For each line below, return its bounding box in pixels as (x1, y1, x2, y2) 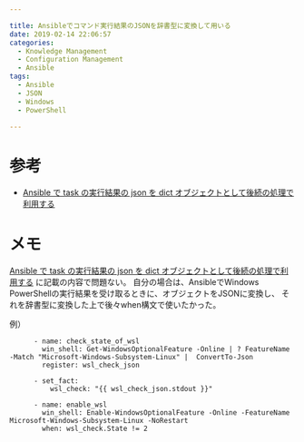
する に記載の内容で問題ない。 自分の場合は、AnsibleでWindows (16, 277, 260, 288)
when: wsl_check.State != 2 (42, 424, 148, 434)
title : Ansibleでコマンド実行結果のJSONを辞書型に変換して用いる (9, 21, 231, 30)
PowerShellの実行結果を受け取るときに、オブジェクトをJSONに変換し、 (9, 288, 279, 300)
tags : (9, 72, 30, 82)
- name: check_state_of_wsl (33, 337, 141, 346)
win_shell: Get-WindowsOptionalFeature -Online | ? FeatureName (42, 345, 290, 354)
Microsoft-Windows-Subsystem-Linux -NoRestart (9, 417, 189, 426)
